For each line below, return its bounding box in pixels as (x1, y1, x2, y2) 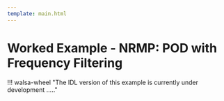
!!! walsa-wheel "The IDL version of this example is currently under (7, 78, 198, 86)
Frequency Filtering (7, 55, 123, 70)
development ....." (7, 85, 58, 94)
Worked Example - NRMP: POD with (7, 40, 218, 56)
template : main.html (7, 10, 67, 17)
